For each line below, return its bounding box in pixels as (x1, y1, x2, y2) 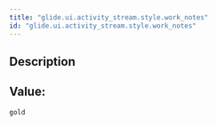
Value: (9, 84, 46, 99)
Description (9, 54, 76, 69)
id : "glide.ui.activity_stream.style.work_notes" (9, 21, 197, 30)
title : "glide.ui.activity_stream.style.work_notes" (9, 12, 209, 22)
